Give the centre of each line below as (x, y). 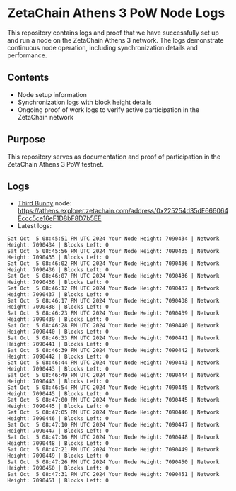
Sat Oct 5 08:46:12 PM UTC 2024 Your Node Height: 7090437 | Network (113, 288)
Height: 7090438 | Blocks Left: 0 (58, 307)
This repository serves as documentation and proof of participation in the (114, 157)
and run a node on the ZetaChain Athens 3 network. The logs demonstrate (116, 40)
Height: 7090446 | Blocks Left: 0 (58, 419)
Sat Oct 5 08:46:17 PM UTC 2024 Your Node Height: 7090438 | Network (113, 301)
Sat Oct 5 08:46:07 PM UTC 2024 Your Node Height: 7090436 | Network (113, 276)
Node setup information (52, 94)
